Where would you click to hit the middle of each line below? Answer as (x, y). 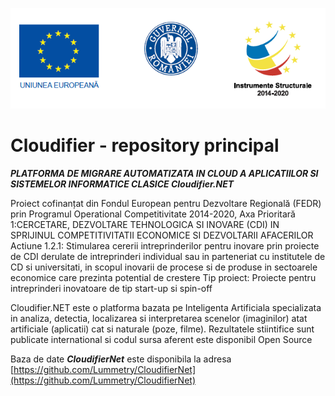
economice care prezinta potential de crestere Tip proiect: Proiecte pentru (163, 277)
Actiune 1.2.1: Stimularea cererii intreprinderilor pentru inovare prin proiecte (165, 245)
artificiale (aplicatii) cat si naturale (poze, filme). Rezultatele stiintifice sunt (162, 329)
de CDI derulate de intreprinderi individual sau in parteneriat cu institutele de (168, 256)
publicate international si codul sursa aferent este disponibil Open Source (161, 339)
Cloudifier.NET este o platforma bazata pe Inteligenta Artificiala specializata (166, 307)
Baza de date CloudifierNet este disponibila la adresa (121, 359)
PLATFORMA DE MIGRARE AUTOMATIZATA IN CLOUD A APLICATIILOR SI (164, 173)
